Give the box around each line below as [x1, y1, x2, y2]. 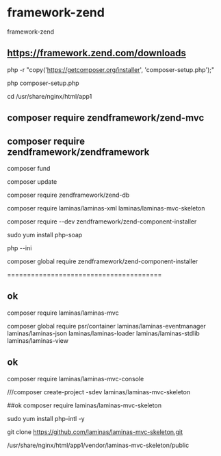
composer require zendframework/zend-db [7, 191, 130, 199]
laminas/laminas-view [7, 336, 68, 344]
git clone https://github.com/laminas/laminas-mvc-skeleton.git [7, 427, 183, 436]
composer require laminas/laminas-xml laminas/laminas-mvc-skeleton [7, 204, 205, 212]
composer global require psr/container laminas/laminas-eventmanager [7, 322, 207, 330]
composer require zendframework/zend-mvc [7, 112, 205, 124]
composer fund [7, 164, 51, 172]
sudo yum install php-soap [7, 230, 83, 239]
